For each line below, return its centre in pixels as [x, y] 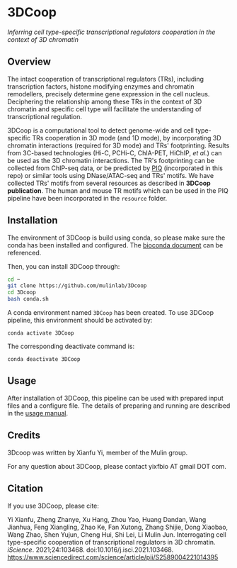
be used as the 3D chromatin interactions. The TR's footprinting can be [111, 160]
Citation [25, 489]
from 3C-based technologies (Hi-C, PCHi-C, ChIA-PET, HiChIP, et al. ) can [115, 152]
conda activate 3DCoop [41, 333]
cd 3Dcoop [22, 293]
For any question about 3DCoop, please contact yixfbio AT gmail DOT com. [117, 466]
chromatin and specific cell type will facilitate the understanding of [104, 109]
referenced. [24, 252]
